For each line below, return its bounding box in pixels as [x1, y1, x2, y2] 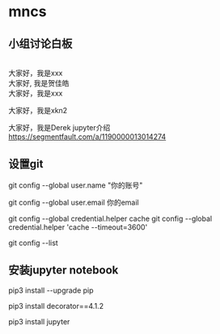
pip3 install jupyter [8, 316, 70, 326]
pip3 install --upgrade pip [8, 285, 95, 295]
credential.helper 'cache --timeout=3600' [8, 222, 148, 232]
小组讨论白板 [8, 36, 73, 50]
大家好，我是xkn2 [8, 106, 68, 115]
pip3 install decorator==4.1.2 [8, 301, 104, 311]
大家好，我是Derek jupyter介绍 [8, 123, 111, 132]
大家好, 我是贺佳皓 [8, 78, 70, 87]
